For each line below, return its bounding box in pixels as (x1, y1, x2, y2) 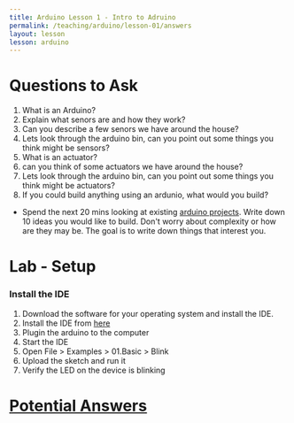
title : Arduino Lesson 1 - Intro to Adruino (9, 12, 176, 22)
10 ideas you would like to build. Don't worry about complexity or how (21, 216, 277, 227)
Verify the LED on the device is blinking (21, 365, 166, 375)
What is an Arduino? (21, 105, 96, 116)
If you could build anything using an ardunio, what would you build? (21, 189, 268, 200)
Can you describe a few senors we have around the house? (21, 124, 239, 135)
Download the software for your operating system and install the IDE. (21, 308, 275, 319)
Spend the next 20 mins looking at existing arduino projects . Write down (21, 207, 286, 218)
